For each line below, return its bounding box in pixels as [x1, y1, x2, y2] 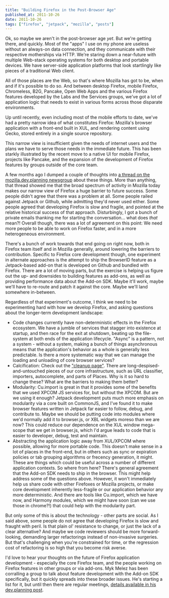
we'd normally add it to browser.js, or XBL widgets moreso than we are [12, 417, 160, 423]
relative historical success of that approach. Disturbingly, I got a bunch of [5, 209, 158, 215]
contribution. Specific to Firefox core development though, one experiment [5, 251, 160, 257]
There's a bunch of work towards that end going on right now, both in [5, 241, 150, 247]
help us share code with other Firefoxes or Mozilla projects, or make [12, 481, 154, 487]
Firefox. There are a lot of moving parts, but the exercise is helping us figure [5, 268, 163, 274]
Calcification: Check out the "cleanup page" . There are [12, 363, 127, 369]
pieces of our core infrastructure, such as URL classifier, [46, 368, 163, 374]
